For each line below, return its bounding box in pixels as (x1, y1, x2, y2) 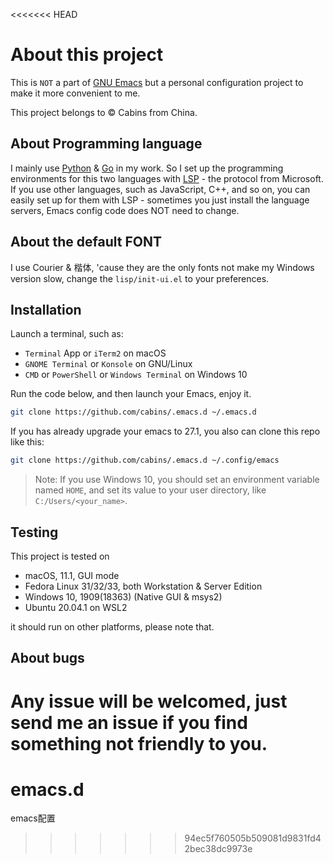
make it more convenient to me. (10, 87, 141, 99)
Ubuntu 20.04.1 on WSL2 (24, 601, 128, 613)
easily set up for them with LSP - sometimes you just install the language (10, 194, 310, 206)
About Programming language (10, 135, 203, 153)
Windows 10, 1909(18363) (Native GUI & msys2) (24, 590, 223, 603)
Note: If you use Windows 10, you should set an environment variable (34, 474, 320, 486)
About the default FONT (10, 234, 162, 251)
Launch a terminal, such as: (10, 328, 124, 340)
